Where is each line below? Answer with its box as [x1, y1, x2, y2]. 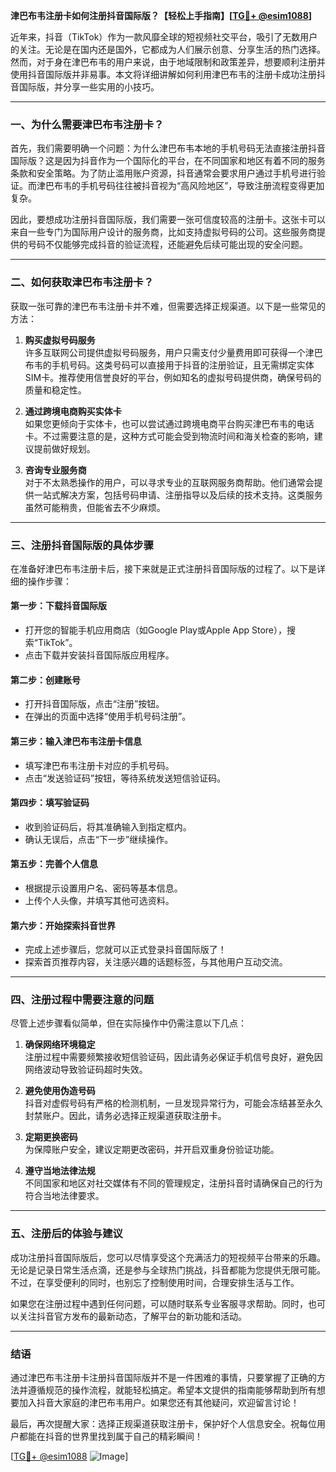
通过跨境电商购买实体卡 [24, 405, 122, 417]
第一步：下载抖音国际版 [10, 600, 107, 612]
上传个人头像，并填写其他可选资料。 [24, 894, 175, 906]
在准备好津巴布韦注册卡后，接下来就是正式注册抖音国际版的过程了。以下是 [10, 562, 317, 574]
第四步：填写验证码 [10, 797, 90, 809]
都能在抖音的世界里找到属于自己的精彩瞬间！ [18, 1430, 203, 1442]
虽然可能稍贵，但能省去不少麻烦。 [24, 501, 166, 513]
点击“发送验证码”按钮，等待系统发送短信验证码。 [24, 772, 227, 784]
